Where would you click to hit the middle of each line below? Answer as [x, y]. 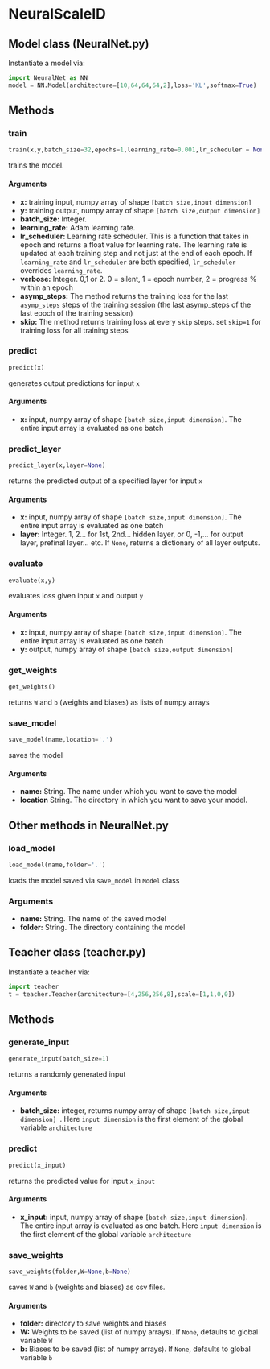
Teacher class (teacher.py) [77, 952]
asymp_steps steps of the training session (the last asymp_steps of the [135, 304]
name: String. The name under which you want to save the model [128, 792]
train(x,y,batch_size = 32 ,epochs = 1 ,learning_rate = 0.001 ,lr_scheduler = [129, 150]
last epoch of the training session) [76, 313]
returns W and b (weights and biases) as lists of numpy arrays [109, 702]
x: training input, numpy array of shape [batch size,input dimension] [136, 201]
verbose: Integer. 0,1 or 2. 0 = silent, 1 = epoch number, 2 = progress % [138, 279]
